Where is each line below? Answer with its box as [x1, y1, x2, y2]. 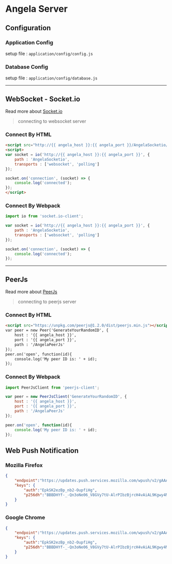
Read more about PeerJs [5, 289, 57, 295]
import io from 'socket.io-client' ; [5, 214, 83, 219]
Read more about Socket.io [5, 108, 63, 114]
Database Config [5, 63, 49, 70]
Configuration [5, 24, 51, 32]
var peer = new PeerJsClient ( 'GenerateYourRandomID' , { [5, 394, 127, 399]
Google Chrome [5, 514, 45, 521]
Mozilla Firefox [5, 461, 43, 469]
